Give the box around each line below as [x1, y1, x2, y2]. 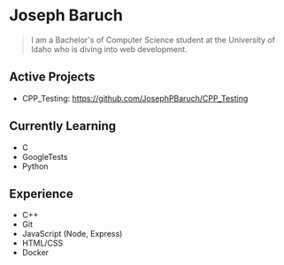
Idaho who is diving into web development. [30, 43, 188, 54]
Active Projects [9, 70, 96, 85]
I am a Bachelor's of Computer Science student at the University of [30, 34, 276, 45]
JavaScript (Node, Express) [21, 229, 123, 239]
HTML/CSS [21, 238, 64, 248]
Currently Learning [9, 118, 117, 133]
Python [21, 161, 49, 171]
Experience [9, 186, 73, 201]
